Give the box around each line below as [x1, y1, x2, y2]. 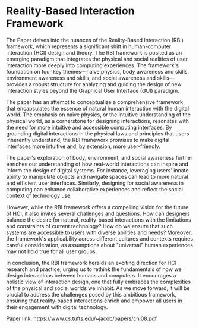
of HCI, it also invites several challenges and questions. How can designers [6, 210, 190, 217]
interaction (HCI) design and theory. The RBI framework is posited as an [6, 49, 182, 56]
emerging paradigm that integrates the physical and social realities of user [6, 55, 188, 62]
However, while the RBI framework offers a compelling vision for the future [6, 203, 189, 210]
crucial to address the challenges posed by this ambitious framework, [6, 291, 177, 298]
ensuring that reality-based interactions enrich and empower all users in [6, 297, 182, 304]
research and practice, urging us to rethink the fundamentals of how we [6, 266, 182, 273]
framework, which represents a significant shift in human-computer [6, 43, 171, 50]
